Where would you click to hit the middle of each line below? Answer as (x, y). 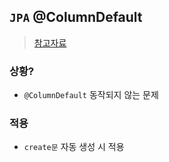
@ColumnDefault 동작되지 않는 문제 (91, 95)
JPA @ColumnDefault (76, 17)
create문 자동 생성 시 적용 (74, 147)
